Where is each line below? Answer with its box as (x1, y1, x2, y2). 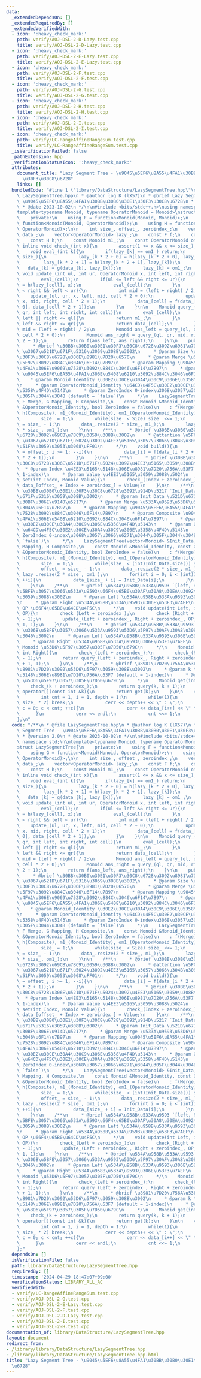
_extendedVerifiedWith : (11, 25, 71, 32)
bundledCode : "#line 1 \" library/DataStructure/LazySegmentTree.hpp (11, 187, 186, 193)
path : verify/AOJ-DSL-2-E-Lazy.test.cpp (17, 53, 119, 59)
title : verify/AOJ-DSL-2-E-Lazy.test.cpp (17, 59, 121, 65)
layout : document (6, 1335, 50, 1341)
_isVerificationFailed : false (11, 148, 87, 154)
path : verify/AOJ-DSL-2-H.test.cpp (17, 103, 106, 110)
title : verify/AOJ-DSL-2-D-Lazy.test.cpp (17, 43, 121, 49)
